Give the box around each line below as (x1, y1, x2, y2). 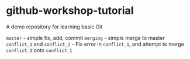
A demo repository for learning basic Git (6, 23, 103, 30)
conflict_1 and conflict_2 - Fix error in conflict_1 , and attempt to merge (6, 40, 184, 47)
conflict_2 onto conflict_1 (6, 46, 72, 53)
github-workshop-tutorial (6, 4, 134, 17)
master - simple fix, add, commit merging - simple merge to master (6, 34, 165, 41)
